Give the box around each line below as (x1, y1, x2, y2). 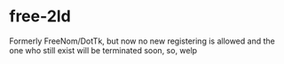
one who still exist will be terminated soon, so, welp (9, 44, 198, 55)
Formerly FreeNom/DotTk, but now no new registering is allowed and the (9, 36, 275, 46)
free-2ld (9, 6, 71, 27)
